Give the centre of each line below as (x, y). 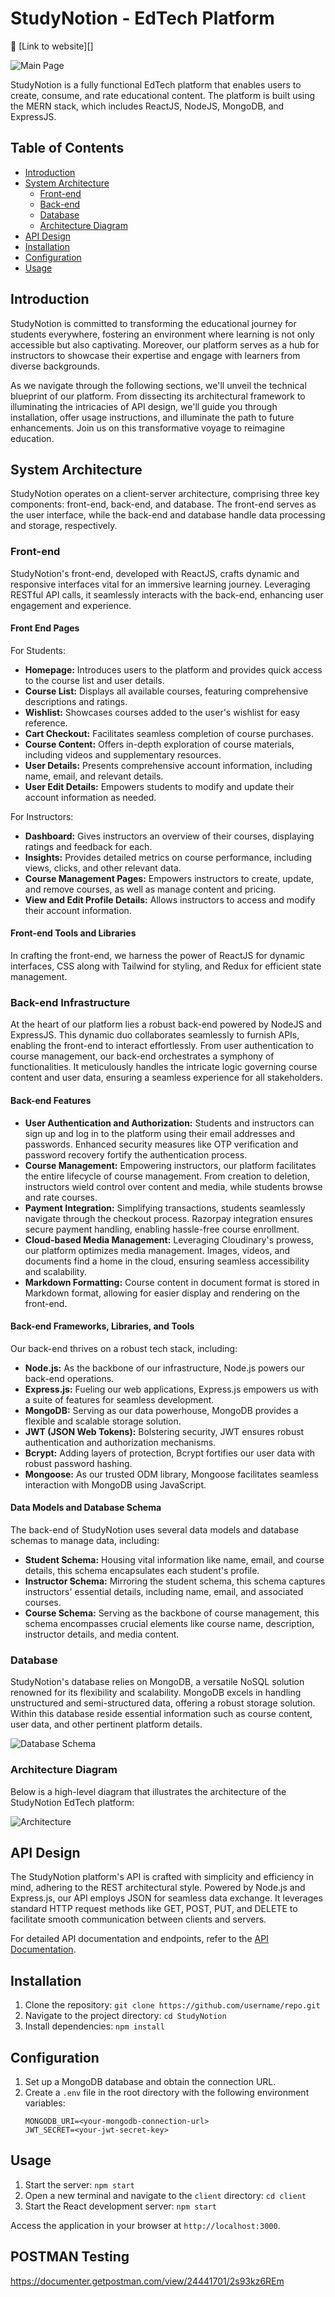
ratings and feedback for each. (88, 846)
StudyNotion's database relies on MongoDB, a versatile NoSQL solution (157, 1682)
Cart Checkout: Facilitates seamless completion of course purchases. (169, 733)
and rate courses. (61, 1197)
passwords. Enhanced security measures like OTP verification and (161, 1144)
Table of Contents (67, 148)
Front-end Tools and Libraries (73, 933)
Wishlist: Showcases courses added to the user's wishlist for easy (162, 712)
